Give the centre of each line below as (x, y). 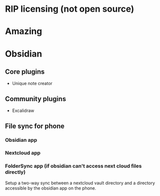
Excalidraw (23, 110)
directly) (15, 172)
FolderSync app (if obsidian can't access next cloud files (73, 166)
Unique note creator (32, 84)
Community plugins (36, 99)
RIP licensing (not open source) (70, 9)
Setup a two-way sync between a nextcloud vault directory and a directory (80, 183)
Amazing (24, 32)
